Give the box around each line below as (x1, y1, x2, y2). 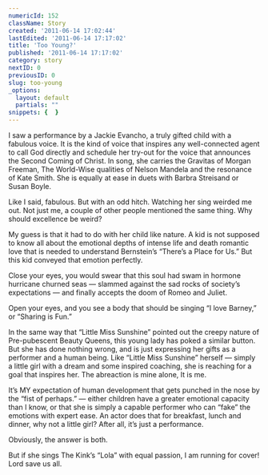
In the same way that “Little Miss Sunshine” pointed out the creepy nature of (8, 328, 260, 336)
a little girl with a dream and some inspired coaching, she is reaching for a (8, 361, 252, 371)
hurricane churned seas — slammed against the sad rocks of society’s (8, 280, 241, 288)
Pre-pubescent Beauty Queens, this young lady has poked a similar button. (8, 336, 256, 345)
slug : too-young (8, 78, 62, 87)
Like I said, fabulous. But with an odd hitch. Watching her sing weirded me (8, 197, 252, 207)
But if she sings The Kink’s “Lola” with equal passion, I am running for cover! (8, 450, 260, 460)
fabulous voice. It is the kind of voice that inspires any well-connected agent (8, 139, 260, 148)
